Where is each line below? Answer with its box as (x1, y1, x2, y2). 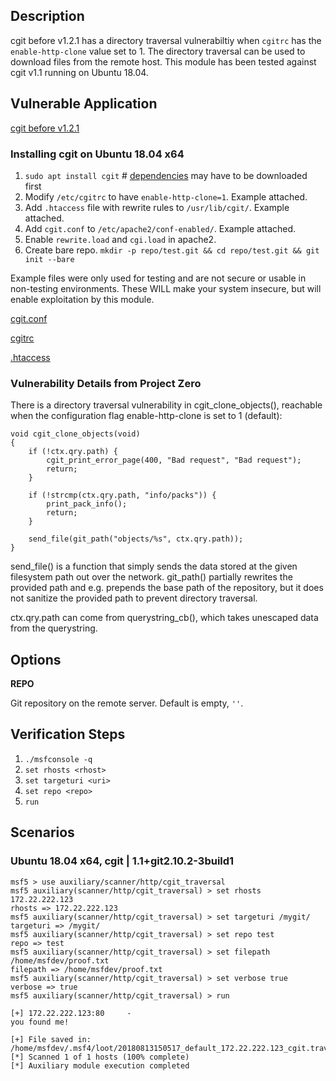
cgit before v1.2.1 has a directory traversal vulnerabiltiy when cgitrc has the (10, 34, 322, 46)
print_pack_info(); (46, 499, 128, 509)
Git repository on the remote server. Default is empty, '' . (10, 697, 244, 709)
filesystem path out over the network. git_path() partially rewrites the (10, 571, 293, 583)
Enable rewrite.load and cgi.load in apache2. (24, 233, 217, 245)
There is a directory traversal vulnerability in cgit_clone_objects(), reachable (10, 399, 323, 411)
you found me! (10, 1017, 70, 1027)
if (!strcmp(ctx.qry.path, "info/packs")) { (28, 490, 217, 501)
